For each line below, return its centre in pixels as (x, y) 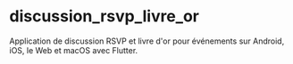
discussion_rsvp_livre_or (104, 16)
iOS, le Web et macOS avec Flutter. (74, 50)
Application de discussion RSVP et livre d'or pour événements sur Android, (147, 41)
